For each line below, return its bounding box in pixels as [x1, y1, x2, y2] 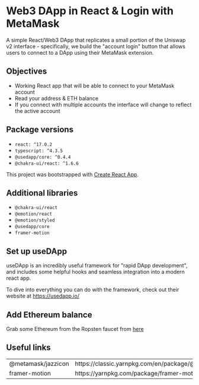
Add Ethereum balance [6, 310, 92, 320]
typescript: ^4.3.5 [14, 147, 63, 154]
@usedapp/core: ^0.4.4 [14, 154, 71, 160]
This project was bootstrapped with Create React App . [6, 171, 139, 178]
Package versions [6, 125, 74, 135]
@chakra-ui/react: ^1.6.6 [14, 160, 79, 166]
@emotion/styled [14, 217, 55, 223]
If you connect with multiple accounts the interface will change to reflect [14, 101, 192, 108]
